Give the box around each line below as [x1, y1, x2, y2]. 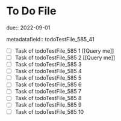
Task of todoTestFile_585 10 [14, 108, 84, 115]
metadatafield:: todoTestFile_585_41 [6, 35, 95, 43]
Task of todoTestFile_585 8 [14, 95, 82, 102]
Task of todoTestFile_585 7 [14, 88, 82, 95]
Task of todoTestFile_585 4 [14, 68, 82, 75]
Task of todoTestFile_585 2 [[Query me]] [14, 54, 116, 61]
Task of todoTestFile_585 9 [14, 101, 82, 108]
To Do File [6, 4, 57, 18]
